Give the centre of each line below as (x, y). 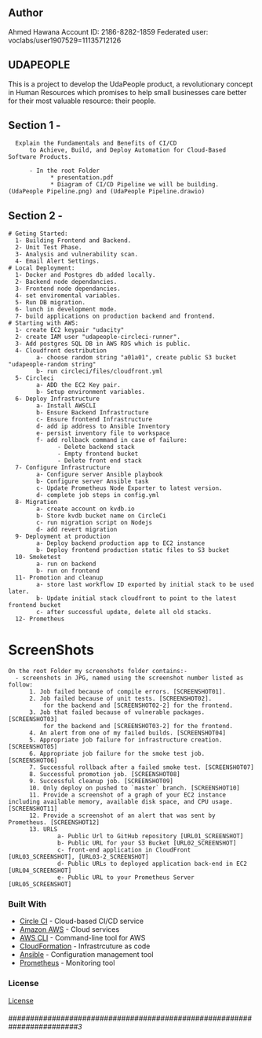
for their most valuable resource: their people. (82, 101)
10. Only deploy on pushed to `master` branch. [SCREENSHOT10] (135, 788)
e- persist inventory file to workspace (103, 433)
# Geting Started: (38, 234)
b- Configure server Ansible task (93, 482)
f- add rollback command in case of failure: (112, 440)
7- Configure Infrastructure (63, 468)
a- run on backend (66, 564)
